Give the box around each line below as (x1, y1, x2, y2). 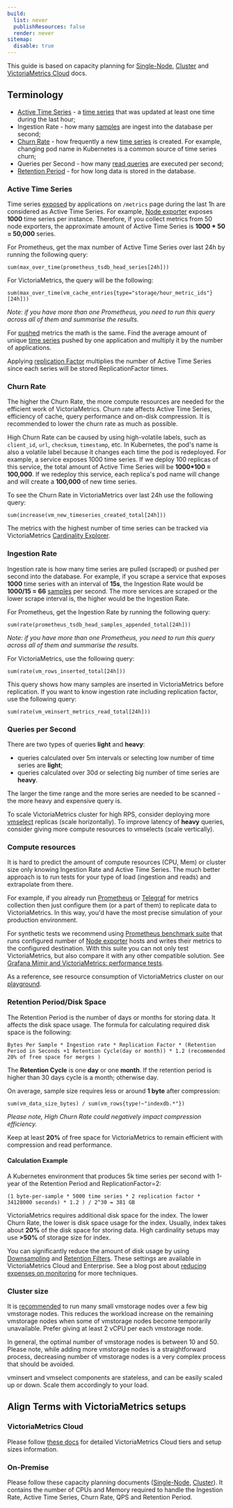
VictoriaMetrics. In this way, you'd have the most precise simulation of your (7, 909, 223, 917)
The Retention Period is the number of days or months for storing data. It (7, 1013, 216, 1022)
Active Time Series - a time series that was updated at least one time (17, 107, 215, 116)
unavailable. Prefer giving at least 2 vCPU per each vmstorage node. (7, 1324, 204, 1333)
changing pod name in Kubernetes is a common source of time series (17, 144, 217, 153)
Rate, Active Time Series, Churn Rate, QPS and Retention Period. (7, 1493, 193, 1502)
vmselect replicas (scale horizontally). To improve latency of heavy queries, (7, 818, 225, 825)
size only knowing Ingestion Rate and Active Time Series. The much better (7, 866, 220, 874)
